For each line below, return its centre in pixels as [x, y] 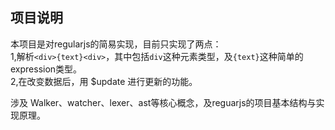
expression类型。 [46, 69]
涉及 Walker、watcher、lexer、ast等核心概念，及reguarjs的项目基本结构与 [163, 102]
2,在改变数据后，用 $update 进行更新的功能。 [104, 81]
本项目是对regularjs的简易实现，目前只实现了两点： [116, 44]
